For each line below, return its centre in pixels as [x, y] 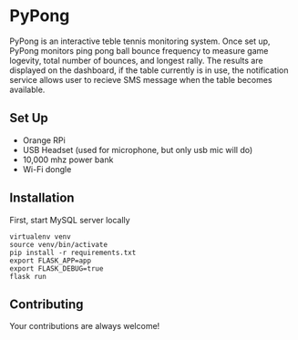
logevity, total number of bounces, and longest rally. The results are [136, 60]
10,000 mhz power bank [68, 160]
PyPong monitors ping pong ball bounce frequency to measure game [139, 50]
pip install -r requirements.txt [73, 252]
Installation [42, 198]
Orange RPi [44, 140]
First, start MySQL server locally [70, 220]
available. [27, 89]
